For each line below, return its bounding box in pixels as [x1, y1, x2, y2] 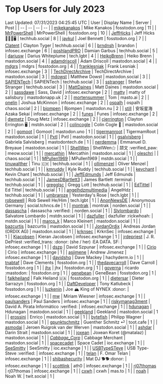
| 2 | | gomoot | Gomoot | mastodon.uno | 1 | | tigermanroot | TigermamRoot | [5, 128, 159, 134]
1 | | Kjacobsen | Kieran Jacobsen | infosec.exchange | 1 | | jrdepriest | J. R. [5, 234, 155, 239]
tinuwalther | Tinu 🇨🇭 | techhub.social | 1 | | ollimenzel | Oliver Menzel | [5, 160, 148, 167]
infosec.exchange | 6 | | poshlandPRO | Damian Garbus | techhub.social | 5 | [5, 47, 158, 53]
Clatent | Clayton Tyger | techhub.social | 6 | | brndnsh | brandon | [5, 43, 138, 48]
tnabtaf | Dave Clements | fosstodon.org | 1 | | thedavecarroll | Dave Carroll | [5, 259, 158, 265]
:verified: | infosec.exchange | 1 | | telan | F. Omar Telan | [18, 350, 131, 356]
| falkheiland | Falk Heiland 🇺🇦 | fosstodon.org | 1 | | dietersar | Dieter [5, 275, 145, 281]
